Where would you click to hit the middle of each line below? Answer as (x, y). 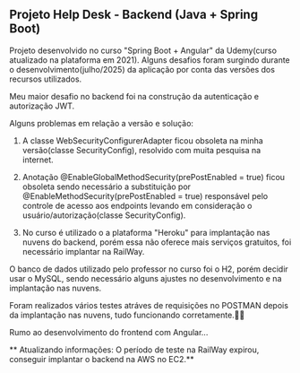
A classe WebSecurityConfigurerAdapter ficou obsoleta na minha (143, 140)
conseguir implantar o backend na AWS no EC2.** (102, 359)
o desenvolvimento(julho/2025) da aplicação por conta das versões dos (142, 69)
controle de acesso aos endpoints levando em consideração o (137, 205)
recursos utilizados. (46, 79)
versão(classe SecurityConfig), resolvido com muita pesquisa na (141, 150)
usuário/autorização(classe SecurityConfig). (104, 215)
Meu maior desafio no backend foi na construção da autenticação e (134, 96)
